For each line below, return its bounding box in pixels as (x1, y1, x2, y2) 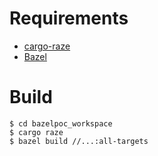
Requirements (9, 7, 129, 30)
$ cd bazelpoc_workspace (9, 118, 113, 129)
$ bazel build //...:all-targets (9, 136, 149, 146)
